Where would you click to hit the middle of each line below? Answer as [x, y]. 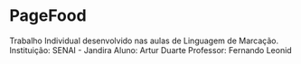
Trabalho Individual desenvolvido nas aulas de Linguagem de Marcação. [144, 41]
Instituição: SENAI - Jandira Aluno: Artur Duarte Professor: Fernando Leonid [150, 50]
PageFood [48, 16]
